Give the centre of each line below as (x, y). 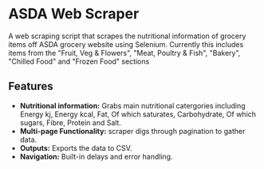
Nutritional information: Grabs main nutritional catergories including (132, 105)
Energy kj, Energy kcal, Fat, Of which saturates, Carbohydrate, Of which (138, 114)
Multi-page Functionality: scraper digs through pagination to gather (132, 131)
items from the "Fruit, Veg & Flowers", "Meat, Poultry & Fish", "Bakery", (124, 53)
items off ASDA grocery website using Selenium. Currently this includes (126, 44)
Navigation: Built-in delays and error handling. (96, 156)
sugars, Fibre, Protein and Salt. (71, 122)
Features (31, 86)
